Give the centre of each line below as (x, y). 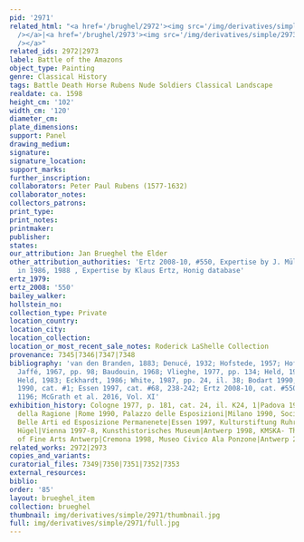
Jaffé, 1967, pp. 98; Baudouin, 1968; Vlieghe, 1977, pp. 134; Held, (151, 372)
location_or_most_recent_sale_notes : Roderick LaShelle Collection (139, 346)
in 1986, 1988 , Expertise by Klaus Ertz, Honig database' (131, 271)
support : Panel (38, 136)
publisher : (30, 237)
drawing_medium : (40, 144)
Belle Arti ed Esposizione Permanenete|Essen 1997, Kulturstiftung (147, 422)
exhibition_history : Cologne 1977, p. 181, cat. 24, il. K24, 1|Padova (147, 406)
